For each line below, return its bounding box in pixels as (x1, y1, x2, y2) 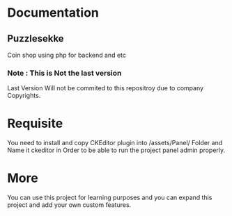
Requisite (7, 116, 63, 131)
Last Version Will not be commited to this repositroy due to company (7, 84, 204, 92)
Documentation (7, 5, 100, 21)
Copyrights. (7, 92, 41, 100)
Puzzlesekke (7, 33, 64, 44)
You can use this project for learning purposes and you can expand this (7, 193, 212, 202)
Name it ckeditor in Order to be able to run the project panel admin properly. (7, 146, 226, 154)
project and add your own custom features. (7, 201, 132, 209)
